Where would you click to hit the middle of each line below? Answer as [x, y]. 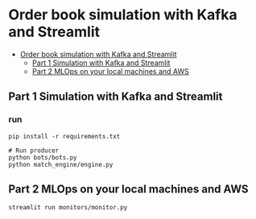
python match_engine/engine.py [61, 164]
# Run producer [34, 151]
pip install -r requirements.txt [64, 136]
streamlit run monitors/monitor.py [68, 208]
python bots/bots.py [43, 157]
